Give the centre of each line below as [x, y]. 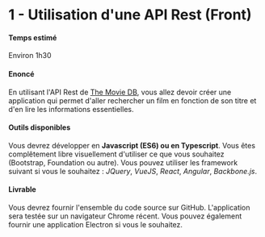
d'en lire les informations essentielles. [72, 109]
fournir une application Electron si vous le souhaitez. [96, 225]
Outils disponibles [40, 127]
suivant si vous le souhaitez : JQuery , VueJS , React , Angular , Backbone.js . [133, 171]
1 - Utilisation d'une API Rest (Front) [130, 15]
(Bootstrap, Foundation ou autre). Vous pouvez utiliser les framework [123, 162]
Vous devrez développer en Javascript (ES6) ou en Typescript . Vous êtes [132, 145]
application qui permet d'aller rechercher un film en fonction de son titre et [132, 100]
